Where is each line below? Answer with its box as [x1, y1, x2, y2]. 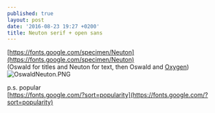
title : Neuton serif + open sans [7, 29, 103, 37]
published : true [7, 10, 54, 17]
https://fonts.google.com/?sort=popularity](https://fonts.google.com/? [9, 91, 208, 99]
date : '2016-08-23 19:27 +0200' [7, 23, 100, 30]
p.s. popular [7, 83, 41, 92]
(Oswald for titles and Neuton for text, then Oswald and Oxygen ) [7, 63, 190, 71]
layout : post [7, 17, 45, 23]
